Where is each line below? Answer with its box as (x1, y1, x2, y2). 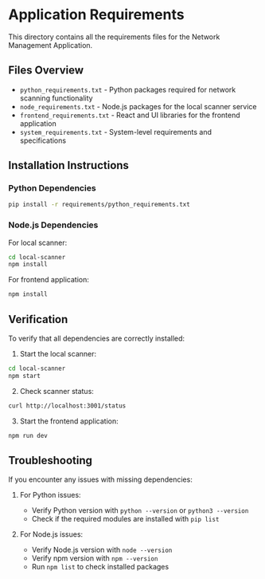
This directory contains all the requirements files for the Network (8, 32, 220, 41)
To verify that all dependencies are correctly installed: (8, 333, 185, 344)
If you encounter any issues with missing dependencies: (8, 475, 193, 484)
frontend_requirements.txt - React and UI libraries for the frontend (19, 110, 240, 120)
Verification (8, 313, 68, 326)
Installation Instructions (8, 159, 130, 172)
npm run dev (8, 431, 48, 439)
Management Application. (8, 40, 93, 49)
